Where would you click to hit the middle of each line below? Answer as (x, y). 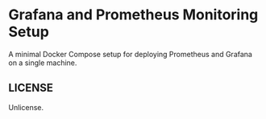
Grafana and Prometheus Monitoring (133, 15)
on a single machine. (43, 63)
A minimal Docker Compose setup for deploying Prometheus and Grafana (130, 54)
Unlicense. (26, 107)
